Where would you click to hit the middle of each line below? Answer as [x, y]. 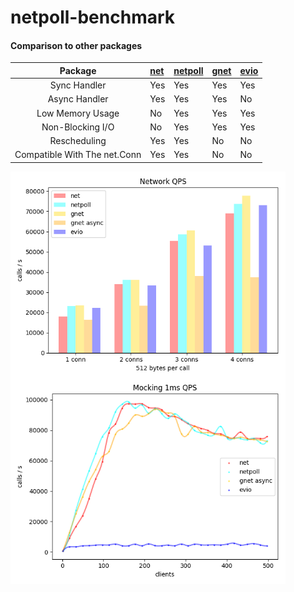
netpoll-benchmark [93, 17]
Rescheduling [78, 141]
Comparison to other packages [76, 45]
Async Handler [78, 99]
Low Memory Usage [78, 113]
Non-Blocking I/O [78, 127]
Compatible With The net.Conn [78, 155]
